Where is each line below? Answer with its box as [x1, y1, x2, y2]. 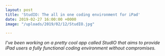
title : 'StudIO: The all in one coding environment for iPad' [5, 12, 140, 17]
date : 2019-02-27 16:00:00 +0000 [5, 17, 77, 22]
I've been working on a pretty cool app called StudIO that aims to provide [5, 40, 160, 46]
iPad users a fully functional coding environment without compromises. [5, 45, 156, 51]
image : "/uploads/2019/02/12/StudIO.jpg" [5, 21, 95, 27]
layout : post [5, 7, 33, 13]
